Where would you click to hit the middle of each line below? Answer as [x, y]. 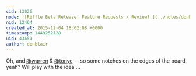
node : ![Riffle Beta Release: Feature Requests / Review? [78, 17]
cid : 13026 [19, 11]
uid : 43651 [19, 39]
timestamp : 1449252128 [34, 33]
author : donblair [27, 44]
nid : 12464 [19, 22]
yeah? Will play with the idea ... [43, 67]
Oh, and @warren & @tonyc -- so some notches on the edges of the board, [97, 61]
